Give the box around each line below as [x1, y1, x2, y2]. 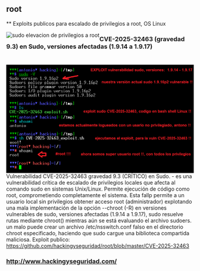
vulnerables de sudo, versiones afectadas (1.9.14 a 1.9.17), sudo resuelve [6, 210, 183, 217]
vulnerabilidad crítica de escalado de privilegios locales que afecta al [6, 179, 176, 186]
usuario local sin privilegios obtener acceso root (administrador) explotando [6, 198, 192, 205]
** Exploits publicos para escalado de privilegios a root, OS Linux [6, 20, 166, 27]
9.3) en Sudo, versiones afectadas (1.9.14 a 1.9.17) [6, 42, 153, 51]
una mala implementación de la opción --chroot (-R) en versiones [6, 204, 167, 211]
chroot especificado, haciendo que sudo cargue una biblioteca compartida [6, 229, 189, 236]
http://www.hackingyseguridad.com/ [6, 257, 117, 265]
